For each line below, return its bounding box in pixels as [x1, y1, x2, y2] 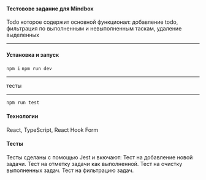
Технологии [6, 113, 39, 120]
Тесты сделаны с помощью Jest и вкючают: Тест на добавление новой [6, 153, 193, 161]
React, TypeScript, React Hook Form [6, 126, 99, 134]
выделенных [6, 31, 40, 39]
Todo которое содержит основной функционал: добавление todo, [6, 18, 178, 26]
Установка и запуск [6, 51, 59, 58]
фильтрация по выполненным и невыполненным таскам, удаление [6, 25, 182, 32]
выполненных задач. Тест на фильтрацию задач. [6, 167, 134, 174]
